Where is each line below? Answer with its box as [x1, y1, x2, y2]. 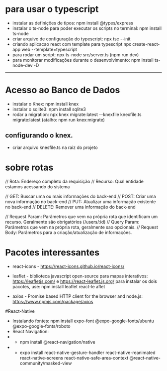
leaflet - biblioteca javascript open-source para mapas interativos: [12, 273, 148, 279]
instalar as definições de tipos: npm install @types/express [12, 20, 133, 26]
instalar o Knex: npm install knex [12, 101, 79, 107]
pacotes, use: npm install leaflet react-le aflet [12, 283, 105, 289]
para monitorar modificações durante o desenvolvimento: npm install [12, 57, 154, 63]
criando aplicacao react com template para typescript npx [12, 41, 132, 47]
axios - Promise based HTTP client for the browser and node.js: [12, 293, 143, 299]
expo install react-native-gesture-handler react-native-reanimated [19, 350, 156, 356]
